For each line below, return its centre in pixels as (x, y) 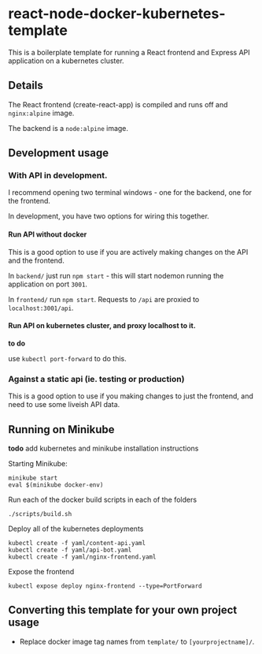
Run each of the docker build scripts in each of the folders (103, 499)
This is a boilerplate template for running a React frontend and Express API (129, 52)
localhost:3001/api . (41, 308)
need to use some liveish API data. (64, 405)
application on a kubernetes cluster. (66, 61)
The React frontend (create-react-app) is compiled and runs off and (118, 104)
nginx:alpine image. (41, 113)
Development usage (59, 153)
